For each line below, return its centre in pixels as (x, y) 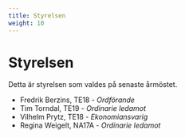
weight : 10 (26, 23)
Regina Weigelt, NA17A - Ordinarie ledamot (90, 125)
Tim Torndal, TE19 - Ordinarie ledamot (83, 108)
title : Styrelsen (37, 16)
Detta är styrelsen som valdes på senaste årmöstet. (93, 85)
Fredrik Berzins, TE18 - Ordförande (77, 100)
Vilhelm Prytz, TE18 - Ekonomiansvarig (84, 117)
